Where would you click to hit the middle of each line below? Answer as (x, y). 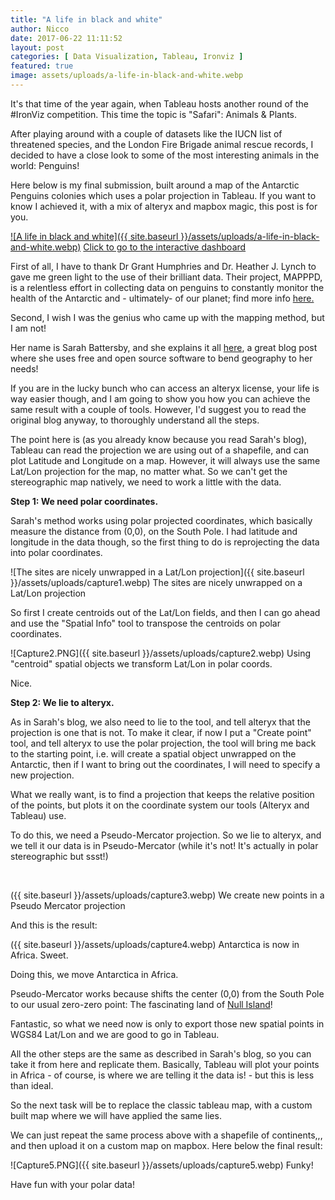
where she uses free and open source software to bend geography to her (161, 358)
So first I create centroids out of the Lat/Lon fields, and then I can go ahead (165, 612)
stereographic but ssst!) (59, 856)
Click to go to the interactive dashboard (165, 247)
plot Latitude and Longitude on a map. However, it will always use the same (165, 460)
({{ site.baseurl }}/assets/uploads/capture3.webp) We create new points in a (167, 895)
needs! (24, 368)
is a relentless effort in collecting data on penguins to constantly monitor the (167, 287)
